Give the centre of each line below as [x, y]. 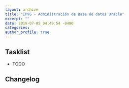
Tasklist [17, 52]
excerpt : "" [17, 19]
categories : [17, 28]
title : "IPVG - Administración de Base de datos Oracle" [65, 14]
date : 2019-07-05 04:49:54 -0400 [39, 23]
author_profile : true [27, 32]
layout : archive [22, 10]
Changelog [22, 79]
